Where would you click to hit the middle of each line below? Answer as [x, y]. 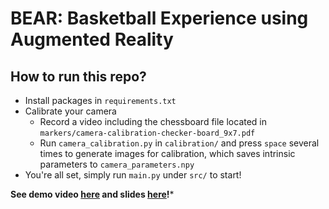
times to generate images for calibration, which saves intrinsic [167, 153]
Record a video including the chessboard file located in [153, 121]
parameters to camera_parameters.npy [117, 164]
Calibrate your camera [70, 111]
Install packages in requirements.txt [100, 100]
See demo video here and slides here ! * [92, 194]
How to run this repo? [78, 76]
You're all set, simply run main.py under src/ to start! [133, 175]
